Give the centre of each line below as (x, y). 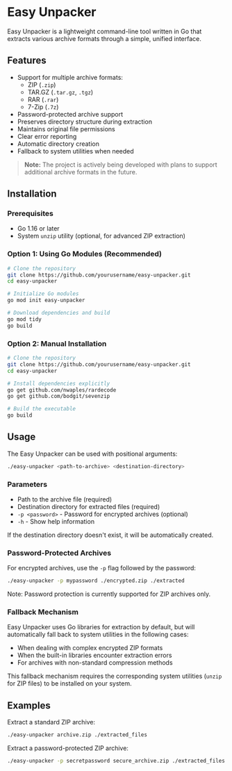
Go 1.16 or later (39, 229)
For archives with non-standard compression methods (95, 663)
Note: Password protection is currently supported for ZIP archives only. (109, 594)
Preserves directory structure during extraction (85, 122)
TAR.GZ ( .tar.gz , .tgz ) (60, 92)
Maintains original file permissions (66, 128)
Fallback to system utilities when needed (75, 151)
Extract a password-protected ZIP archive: (68, 748)
